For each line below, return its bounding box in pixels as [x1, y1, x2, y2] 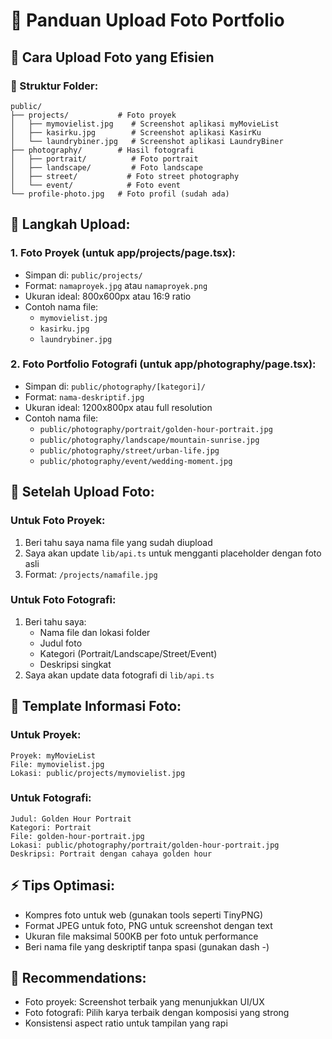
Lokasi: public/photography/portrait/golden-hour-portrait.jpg [10, 840, 280, 850]
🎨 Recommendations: [10, 970, 147, 987]
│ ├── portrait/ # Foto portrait [10, 154, 199, 164]
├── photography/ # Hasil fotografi [10, 145, 195, 155]
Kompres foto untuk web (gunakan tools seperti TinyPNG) [24, 909, 264, 921]
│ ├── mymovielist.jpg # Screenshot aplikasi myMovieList [10, 119, 280, 129]
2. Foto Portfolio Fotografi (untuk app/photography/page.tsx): [10, 357, 317, 371]
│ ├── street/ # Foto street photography [10, 171, 240, 181]
